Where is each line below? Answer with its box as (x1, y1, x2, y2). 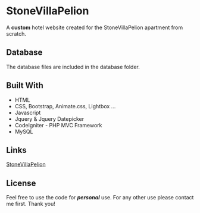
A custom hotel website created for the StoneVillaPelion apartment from (6, 24, 183, 31)
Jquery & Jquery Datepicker (14, 115, 85, 123)
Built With (6, 80, 43, 90)
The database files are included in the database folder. (6, 63, 140, 70)
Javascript (14, 109, 41, 116)
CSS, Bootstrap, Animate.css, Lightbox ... (14, 102, 116, 109)
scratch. (6, 30, 27, 37)
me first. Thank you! (6, 201, 55, 208)
